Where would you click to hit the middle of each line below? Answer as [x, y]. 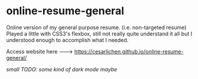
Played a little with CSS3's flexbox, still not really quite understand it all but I [99, 33]
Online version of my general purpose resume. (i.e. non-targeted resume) [96, 27]
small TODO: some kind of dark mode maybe [62, 69]
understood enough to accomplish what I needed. [67, 40]
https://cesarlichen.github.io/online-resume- [129, 51]
